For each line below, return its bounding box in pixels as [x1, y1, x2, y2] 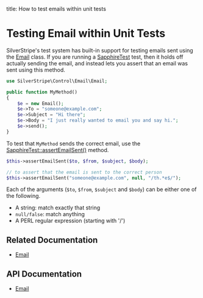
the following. [6, 192, 41, 200]
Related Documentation [6, 234, 98, 245]
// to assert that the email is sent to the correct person [6, 169, 163, 175]
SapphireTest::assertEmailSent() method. [6, 146, 109, 153]
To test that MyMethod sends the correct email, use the [6, 140, 141, 147]
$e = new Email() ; [17, 100, 64, 106]
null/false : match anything [15, 211, 85, 218]
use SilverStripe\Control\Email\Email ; [6, 78, 108, 84]
